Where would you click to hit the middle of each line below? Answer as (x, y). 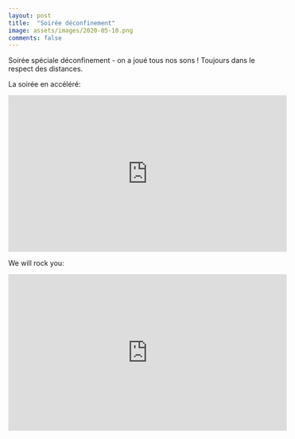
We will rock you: (37, 263)
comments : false (35, 38)
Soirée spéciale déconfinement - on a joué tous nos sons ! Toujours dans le (132, 60)
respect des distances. (46, 69)
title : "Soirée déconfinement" (62, 23)
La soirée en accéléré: (45, 84)
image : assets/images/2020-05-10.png (71, 30)
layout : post (30, 16)
